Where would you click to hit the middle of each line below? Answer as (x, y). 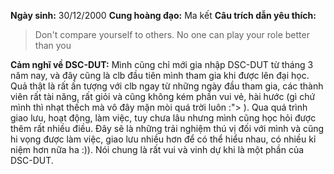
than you (53, 45)
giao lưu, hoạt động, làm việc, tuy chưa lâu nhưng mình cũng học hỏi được (163, 118)
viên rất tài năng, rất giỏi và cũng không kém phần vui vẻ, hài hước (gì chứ (163, 96)
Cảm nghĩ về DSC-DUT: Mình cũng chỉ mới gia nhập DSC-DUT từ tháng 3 (162, 64)
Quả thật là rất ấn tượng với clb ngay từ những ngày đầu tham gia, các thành (167, 86)
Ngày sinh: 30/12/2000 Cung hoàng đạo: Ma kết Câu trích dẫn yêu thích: (163, 15)
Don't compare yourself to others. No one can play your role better (172, 34)
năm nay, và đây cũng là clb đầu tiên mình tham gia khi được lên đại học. (160, 75)
